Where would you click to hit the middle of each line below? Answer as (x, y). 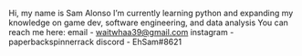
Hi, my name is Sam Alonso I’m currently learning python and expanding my (151, 13)
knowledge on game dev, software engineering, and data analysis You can (149, 23)
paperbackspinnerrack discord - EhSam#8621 (95, 42)
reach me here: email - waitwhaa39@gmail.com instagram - (121, 32)
